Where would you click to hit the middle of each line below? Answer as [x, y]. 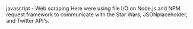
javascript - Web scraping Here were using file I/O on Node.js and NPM [93, 8]
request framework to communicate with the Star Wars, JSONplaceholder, [97, 14]
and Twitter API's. [28, 21]
